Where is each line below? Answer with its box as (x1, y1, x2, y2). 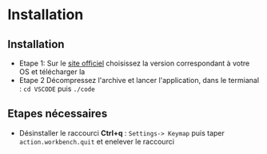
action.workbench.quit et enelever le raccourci (18, 136, 175, 146)
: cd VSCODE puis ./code (18, 84, 95, 93)
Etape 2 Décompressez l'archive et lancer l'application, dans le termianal (18, 76, 260, 85)
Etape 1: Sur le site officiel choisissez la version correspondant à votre (18, 58, 250, 68)
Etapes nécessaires (7, 107, 108, 120)
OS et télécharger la (18, 67, 86, 77)
